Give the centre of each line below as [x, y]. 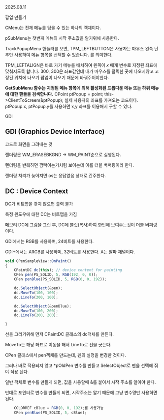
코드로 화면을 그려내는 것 [29, 144]
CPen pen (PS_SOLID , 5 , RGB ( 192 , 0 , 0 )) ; [56, 275]
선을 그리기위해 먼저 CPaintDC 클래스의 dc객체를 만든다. [60, 334]
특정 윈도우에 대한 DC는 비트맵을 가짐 [41, 214]
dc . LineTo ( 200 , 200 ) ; [36, 315]
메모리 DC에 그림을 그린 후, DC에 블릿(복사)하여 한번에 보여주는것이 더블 [75, 225]
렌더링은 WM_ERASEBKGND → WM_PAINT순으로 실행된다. [63, 154]
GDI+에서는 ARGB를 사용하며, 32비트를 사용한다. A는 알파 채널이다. [70, 252]
